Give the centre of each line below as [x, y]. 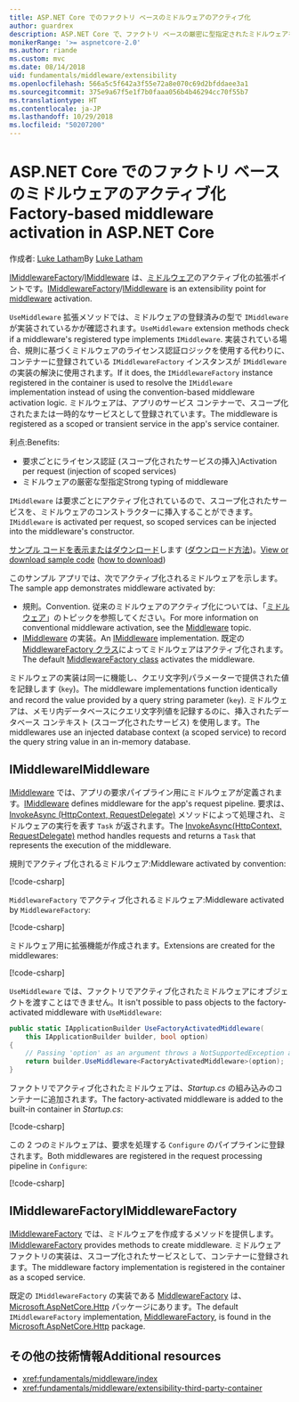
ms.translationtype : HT [53, 100]
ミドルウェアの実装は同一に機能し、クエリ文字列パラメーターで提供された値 [149, 677]
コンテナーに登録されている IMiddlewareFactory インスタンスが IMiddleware [148, 361]
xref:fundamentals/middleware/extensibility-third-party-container [142, 1388]
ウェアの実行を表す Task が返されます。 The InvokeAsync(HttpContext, [153, 826]
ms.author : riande [43, 51]
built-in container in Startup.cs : [66, 1109]
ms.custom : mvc [37, 59]
